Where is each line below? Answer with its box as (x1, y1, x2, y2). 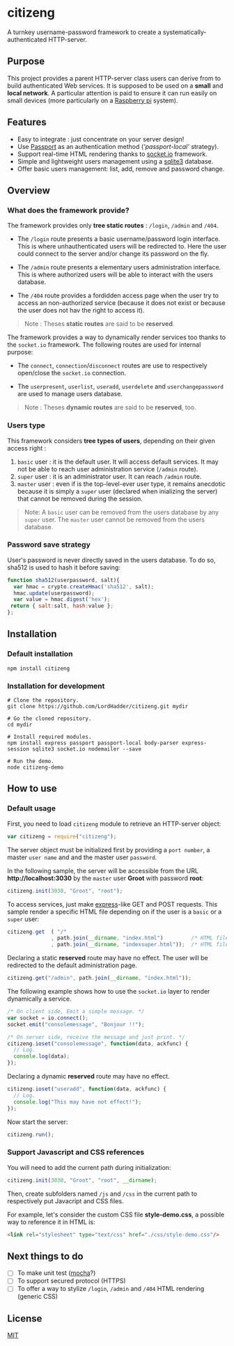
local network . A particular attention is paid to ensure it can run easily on (7, 88, 217, 97)
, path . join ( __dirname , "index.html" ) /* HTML (51, 934, 214, 941)
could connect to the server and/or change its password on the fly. (17, 249, 210, 258)
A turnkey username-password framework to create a (7, 28, 162, 36)
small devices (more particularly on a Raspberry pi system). (7, 96, 178, 104)
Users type (7, 421, 45, 430)
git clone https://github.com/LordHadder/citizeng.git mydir (7, 703, 189, 710)
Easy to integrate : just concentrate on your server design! (17, 134, 185, 143)
